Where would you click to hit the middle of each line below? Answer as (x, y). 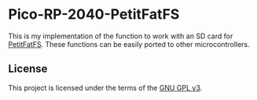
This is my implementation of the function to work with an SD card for (121, 36)
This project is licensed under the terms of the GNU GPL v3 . (105, 87)
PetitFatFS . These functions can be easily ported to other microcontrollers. (129, 44)
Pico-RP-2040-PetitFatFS (94, 14)
